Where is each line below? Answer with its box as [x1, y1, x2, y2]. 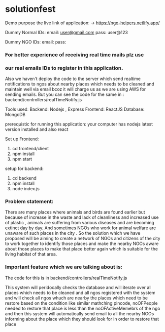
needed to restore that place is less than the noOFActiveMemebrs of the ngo [5, 305, 161, 311]
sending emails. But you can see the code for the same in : [5, 91, 124, 97]
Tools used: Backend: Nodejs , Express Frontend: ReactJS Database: [5, 106, 145, 112]
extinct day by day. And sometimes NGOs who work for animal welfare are [5, 225, 156, 231]
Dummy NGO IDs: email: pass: [5, 39, 66, 45]
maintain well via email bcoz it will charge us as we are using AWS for [5, 86, 146, 92]
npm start [12, 156, 32, 162]
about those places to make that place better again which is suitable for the [5, 246, 158, 252]
